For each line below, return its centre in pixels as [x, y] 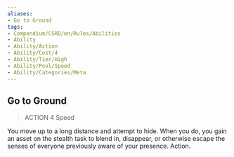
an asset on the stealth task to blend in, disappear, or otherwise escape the [116, 139]
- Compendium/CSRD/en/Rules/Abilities [64, 33]
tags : [15, 27]
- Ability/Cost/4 [33, 53]
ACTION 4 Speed [50, 118]
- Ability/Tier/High [38, 60]
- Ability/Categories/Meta [47, 72]
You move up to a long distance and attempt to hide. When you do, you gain [117, 131]
